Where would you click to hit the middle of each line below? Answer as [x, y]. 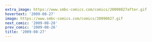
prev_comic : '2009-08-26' [31, 28]
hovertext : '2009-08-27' [30, 14]
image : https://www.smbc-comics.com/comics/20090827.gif [64, 18]
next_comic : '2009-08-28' [31, 23]
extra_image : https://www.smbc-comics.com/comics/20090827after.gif [76, 9]
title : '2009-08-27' [26, 32]
